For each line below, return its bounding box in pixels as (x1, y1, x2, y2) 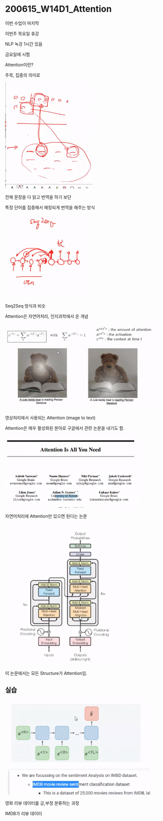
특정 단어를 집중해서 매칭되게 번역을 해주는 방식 (5, 204, 95, 210)
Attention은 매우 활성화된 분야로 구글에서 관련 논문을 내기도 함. (5, 425, 125, 431)
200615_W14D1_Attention (5, 3, 112, 15)
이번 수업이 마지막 (5, 20, 39, 26)
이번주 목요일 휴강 (5, 30, 39, 36)
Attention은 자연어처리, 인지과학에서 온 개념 (5, 313, 89, 319)
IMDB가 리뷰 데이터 (5, 811, 42, 817)
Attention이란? (5, 62, 34, 67)
